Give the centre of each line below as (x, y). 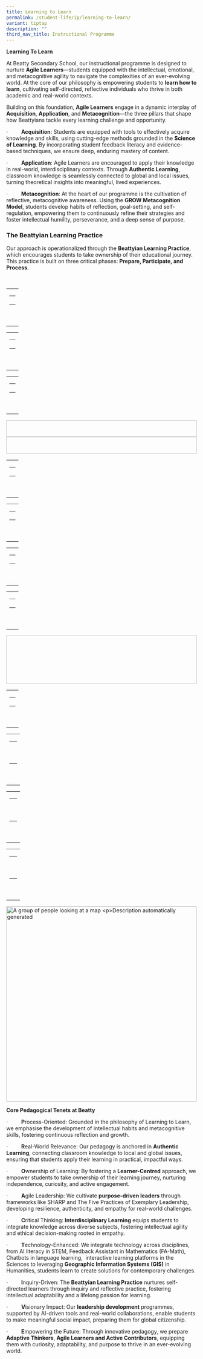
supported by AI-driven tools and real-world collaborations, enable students (101, 1314)
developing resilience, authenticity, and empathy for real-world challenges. (99, 1209)
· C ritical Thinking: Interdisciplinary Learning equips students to (93, 1220)
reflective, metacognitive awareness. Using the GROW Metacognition (93, 200)
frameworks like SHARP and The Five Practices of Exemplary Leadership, (98, 1202)
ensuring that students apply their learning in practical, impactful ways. (95, 1159)
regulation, (20, 213)
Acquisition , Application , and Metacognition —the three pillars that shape (99, 114)
